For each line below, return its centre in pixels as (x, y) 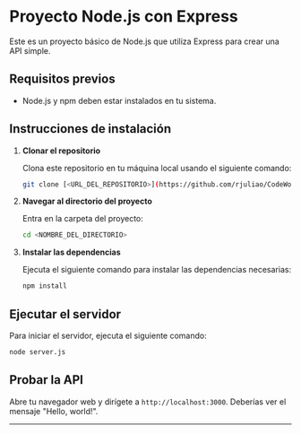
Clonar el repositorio (61, 151)
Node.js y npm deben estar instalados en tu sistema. (119, 100)
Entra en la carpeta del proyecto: (82, 219)
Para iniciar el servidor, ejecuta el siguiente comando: (108, 335)
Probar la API (46, 380)
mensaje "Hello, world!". (54, 411)
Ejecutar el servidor (65, 314)
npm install (44, 286)
